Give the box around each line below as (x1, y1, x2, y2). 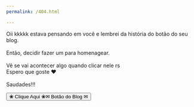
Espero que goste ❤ (6, 68, 57, 75)
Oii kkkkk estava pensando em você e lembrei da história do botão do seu (6, 30, 188, 37)
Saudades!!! (6, 81, 36, 88)
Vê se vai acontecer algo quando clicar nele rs (6, 62, 121, 69)
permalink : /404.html (6, 8, 60, 15)
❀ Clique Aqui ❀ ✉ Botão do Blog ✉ (9, 93, 88, 100)
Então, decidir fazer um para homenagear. (6, 49, 110, 56)
